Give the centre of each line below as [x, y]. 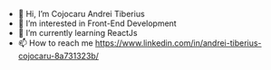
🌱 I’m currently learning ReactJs [77, 33]
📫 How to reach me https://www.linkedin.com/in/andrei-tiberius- [140, 43]
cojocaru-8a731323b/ [58, 56]
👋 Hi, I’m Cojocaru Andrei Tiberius [81, 14]
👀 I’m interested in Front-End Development [97, 23]
